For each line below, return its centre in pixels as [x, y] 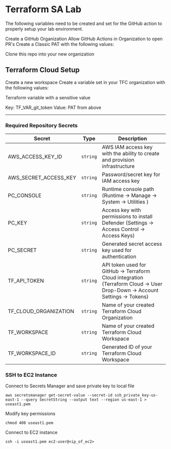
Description [133, 138]
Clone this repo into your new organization [50, 54]
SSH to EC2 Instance [31, 375]
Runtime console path [128, 189]
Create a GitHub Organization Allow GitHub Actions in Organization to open [84, 39]
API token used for [124, 265]
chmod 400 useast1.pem [29, 423]
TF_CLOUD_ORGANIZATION [41, 312]
